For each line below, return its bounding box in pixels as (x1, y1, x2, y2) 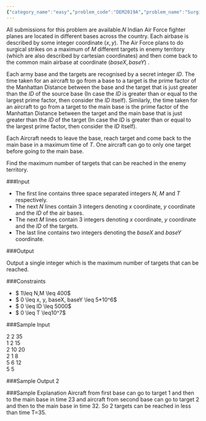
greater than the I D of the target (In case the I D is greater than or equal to (6, 116, 191, 123)
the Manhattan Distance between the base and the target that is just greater (6, 83, 198, 91)
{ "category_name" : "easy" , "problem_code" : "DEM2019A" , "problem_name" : (6, 9, 185, 15)
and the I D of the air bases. (15, 209, 84, 217)
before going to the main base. (6, 147, 84, 155)
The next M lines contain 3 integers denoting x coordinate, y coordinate (15, 215, 196, 223)
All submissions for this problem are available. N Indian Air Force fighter (6, 26, 186, 33)
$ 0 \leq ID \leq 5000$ (15, 302, 72, 310)
